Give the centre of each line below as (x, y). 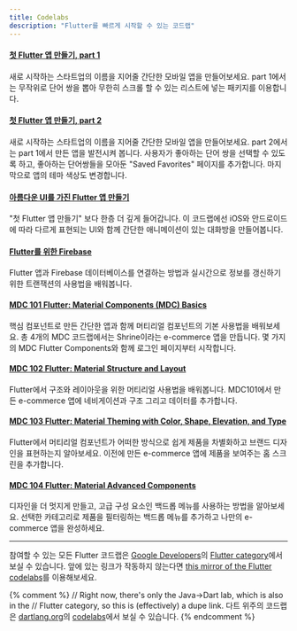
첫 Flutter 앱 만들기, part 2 (55, 121)
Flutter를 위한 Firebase (50, 251)
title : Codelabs (39, 17)
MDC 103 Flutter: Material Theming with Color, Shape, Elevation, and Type (148, 421)
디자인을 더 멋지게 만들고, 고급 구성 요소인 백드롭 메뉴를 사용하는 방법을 (132, 506)
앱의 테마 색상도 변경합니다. (80, 175)
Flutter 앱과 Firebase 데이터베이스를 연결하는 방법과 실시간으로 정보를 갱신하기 (145, 273)
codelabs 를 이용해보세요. (53, 578)
